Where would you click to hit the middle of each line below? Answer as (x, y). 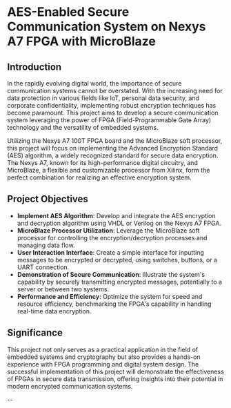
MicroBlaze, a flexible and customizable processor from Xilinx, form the (109, 170)
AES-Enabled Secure (68, 12)
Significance (35, 333)
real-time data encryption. (54, 311)
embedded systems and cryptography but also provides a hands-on (104, 357)
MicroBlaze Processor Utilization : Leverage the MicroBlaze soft (108, 230)
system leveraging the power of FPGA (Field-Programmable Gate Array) (109, 120)
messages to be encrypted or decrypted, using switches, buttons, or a (117, 260)
